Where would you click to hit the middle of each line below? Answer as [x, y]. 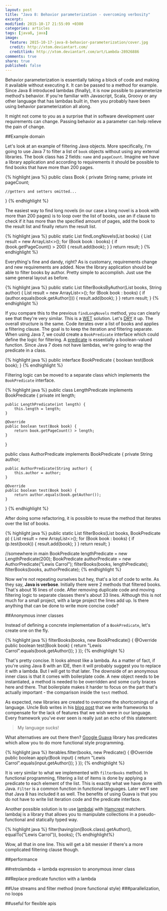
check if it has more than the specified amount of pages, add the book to [80, 221]
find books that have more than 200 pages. [50, 168]
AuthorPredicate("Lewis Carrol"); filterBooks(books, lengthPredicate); [77, 564]
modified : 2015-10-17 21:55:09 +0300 [44, 24]
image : [12, 38]
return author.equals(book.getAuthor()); [58, 495]
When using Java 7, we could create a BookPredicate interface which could [82, 334]
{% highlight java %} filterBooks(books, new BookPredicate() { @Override [81, 640]
